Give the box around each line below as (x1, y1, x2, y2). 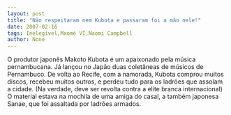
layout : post (7, 10, 45, 17)
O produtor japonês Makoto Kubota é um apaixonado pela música (7, 55, 196, 63)
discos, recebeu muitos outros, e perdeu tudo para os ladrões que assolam (7, 77, 223, 86)
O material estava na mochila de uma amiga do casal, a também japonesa (7, 92, 219, 101)
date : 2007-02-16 (7, 23, 58, 30)
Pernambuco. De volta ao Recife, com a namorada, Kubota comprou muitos (7, 70, 225, 79)
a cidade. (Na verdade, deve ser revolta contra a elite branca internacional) (7, 85, 223, 93)
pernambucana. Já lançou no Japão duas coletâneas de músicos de (7, 63, 204, 71)
